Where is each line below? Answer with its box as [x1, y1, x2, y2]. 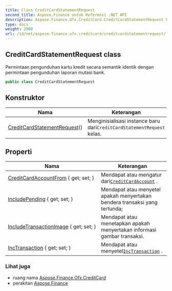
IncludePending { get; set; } [8, 196, 73, 203]
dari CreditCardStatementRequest [88, 123, 165, 131]
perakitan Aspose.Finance [12, 280, 68, 286]
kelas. [88, 130, 102, 137]
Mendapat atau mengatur [100, 171, 162, 178]
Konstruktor [5, 93, 45, 102]
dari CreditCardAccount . [100, 178, 158, 185]
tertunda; [100, 205, 123, 213]
